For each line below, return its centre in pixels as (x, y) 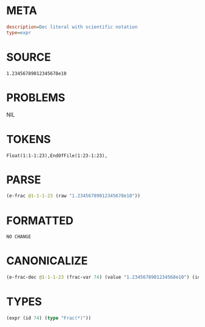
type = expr (19, 32)
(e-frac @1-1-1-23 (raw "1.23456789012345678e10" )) (73, 196)
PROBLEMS (36, 97)
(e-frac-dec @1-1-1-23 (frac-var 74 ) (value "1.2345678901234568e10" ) (98, 277)
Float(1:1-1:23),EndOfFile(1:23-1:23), (57, 156)
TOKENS (29, 139)
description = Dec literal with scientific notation (72, 27)
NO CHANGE (19, 237)
